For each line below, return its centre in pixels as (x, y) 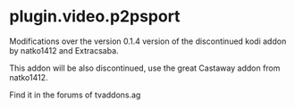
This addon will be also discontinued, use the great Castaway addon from (145, 68)
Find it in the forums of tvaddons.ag (75, 95)
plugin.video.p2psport (95, 17)
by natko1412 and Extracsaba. (64, 50)
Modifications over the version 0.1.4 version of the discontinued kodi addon (148, 41)
